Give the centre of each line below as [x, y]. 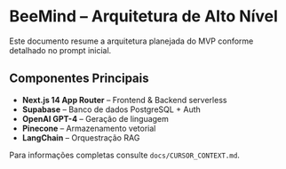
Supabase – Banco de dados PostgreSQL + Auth [111, 109]
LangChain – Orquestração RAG [81, 137]
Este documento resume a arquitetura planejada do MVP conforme [131, 41]
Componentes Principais [79, 79]
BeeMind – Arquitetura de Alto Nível [143, 16]
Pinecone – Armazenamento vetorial [89, 128]
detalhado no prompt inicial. [60, 50]
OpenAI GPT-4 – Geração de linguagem [95, 118]
